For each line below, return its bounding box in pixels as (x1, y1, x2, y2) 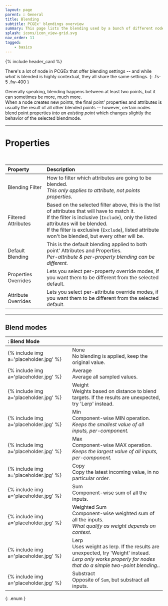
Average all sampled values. (72, 373, 138, 380)
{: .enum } (5, 595, 26, 601)
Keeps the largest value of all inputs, (72, 448, 158, 455)
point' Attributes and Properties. (46, 247, 122, 254)
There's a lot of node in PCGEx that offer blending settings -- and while (5, 68, 152, 74)
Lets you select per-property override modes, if (46, 268, 159, 275)
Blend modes (5, 323, 47, 331)
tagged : (5, 40, 21, 45)
